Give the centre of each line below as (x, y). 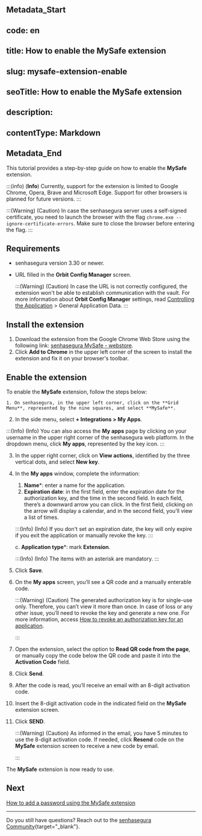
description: (29, 112)
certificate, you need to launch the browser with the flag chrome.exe (90, 217)
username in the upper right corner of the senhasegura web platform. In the (100, 437)
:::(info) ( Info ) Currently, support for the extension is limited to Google (92, 186)
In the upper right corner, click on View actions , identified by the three (103, 455)
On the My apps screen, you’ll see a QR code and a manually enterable (103, 582)
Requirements (33, 249)
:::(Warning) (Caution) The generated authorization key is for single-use (103, 600)
